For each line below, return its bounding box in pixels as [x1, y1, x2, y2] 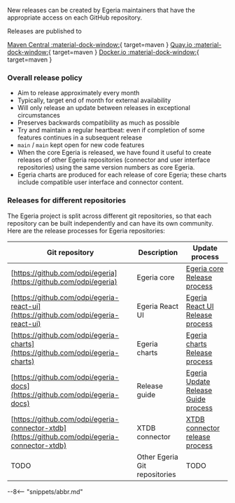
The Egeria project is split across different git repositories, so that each [7, 212, 212, 220]
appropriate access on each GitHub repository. [7, 13, 143, 22]
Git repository [46, 247, 94, 257]
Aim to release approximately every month [17, 89, 140, 97]
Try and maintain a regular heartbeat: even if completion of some [17, 126, 205, 135]
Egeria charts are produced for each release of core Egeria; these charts [17, 171, 227, 179]
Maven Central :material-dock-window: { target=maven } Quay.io [7, 41, 192, 48]
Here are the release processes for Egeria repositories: [7, 226, 166, 235]
